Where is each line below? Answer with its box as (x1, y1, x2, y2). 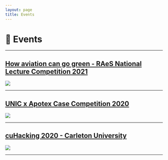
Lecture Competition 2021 (5, 67, 88, 75)
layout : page (5, 7, 32, 12)
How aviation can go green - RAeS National (5, 59, 142, 68)
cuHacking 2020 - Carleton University (5, 131, 127, 140)
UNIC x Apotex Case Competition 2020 (5, 99, 129, 108)
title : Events (5, 12, 35, 17)
